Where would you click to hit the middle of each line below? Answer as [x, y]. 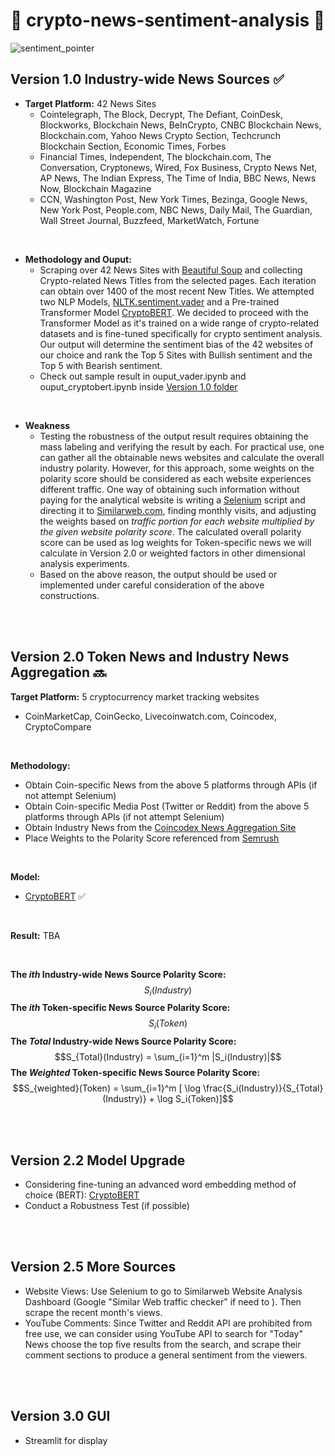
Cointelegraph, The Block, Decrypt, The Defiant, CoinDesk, [161, 114]
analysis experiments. [84, 563]
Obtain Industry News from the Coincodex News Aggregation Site [160, 827]
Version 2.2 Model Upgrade [98, 1160]
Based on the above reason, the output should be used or [158, 574]
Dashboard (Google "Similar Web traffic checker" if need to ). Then [163, 1301]
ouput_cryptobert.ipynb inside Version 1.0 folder [138, 386]
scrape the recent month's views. [93, 1312]
